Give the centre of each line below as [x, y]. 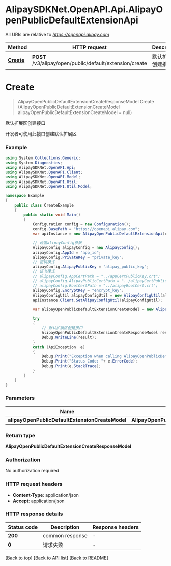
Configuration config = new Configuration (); [81, 224]
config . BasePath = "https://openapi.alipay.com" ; [86, 229]
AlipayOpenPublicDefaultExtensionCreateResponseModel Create [86, 101]
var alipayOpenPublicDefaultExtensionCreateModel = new [93, 309]
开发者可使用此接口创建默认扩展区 [41, 133]
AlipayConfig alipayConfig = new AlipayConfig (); [86, 248]
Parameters [20, 398]
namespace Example [25, 196]
